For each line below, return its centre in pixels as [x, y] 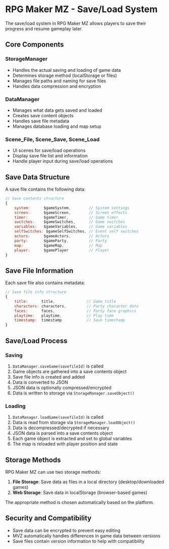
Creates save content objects [43, 115]
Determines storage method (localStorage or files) [65, 75]
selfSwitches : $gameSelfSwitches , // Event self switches [76, 232]
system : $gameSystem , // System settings [72, 208]
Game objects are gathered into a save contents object [70, 371]
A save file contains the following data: [45, 189]
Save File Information [39, 271]
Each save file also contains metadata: [45, 283]
